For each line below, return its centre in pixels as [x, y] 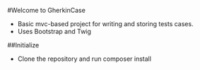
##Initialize [23, 45]
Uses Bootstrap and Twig [54, 31]
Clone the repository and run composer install [84, 59]
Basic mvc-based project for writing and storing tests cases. [105, 24]
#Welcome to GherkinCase [47, 10]
